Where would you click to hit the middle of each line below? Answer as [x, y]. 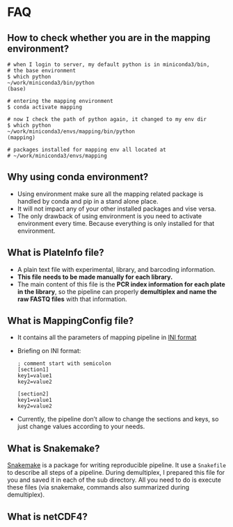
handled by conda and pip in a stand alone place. [88, 201]
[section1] [33, 370]
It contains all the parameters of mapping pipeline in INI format [107, 337]
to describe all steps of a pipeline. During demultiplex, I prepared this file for [116, 473]
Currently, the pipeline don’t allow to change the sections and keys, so [118, 419]
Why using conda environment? [78, 177]
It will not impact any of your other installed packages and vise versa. [117, 209]
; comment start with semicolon [64, 364]
